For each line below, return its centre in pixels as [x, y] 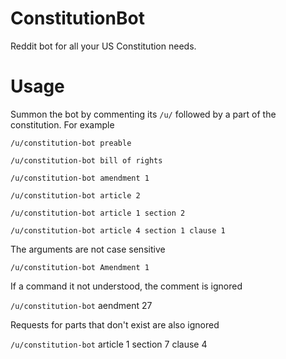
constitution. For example [62, 124]
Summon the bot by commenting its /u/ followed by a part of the [143, 114]
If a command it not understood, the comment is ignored [126, 286]
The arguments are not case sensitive [88, 249]
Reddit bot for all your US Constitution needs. [103, 46]
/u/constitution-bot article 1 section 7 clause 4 [109, 344]
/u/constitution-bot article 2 [75, 195]
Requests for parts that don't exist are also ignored [115, 324]
